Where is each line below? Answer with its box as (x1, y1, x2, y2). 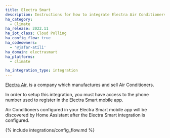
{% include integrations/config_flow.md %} (5, 127, 95, 133)
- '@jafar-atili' (10, 45, 47, 50)
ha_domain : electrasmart (5, 49, 58, 54)
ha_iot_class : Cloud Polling (5, 31, 67, 36)
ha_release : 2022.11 (5, 26, 49, 31)
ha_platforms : (5, 54, 35, 59)
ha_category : (5, 17, 33, 22)
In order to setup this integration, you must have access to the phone (5, 92, 149, 98)
